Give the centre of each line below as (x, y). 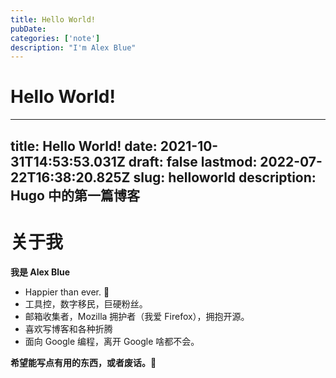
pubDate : (28, 29)
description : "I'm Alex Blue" (73, 47)
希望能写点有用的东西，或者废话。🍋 (83, 362)
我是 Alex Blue (40, 272)
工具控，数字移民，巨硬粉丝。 (86, 303)
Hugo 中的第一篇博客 (75, 195)
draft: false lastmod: (193, 161)
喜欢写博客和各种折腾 (68, 328)
